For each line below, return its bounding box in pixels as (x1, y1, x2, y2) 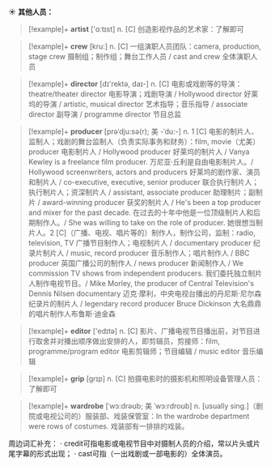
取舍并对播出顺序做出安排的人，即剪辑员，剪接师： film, (35, 336, 221, 346)
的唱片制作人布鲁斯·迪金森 (28, 309, 116, 319)
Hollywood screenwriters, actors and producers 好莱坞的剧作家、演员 (28, 167, 260, 177)
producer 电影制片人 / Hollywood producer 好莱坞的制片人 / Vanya (28, 147, 250, 156)
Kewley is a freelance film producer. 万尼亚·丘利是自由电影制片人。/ (28, 157, 254, 166)
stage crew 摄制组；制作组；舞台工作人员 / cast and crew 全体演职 (28, 52, 251, 61)
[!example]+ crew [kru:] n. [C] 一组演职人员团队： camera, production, (28, 41, 261, 51)
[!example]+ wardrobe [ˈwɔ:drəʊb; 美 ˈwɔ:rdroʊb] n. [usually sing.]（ (28, 401, 256, 411)
